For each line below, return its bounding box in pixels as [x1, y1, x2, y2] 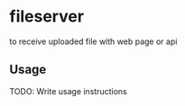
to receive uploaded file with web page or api [9, 36, 178, 47]
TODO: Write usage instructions [9, 85, 128, 96]
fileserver [9, 6, 84, 27]
